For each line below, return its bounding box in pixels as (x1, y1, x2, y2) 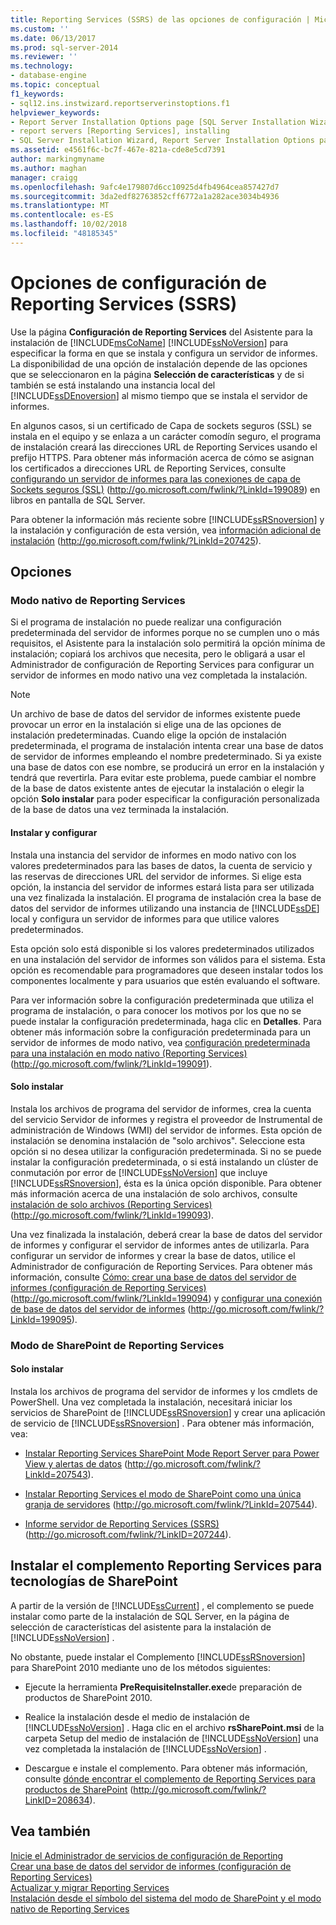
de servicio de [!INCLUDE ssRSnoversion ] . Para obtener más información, (10, 1417, 315, 1429)
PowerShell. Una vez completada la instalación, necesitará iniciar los (10, 1396, 293, 1408)
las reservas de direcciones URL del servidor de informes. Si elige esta (10, 870, 302, 882)
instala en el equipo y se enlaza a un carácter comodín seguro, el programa (10, 430, 322, 442)
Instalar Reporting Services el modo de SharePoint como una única (24, 1487, 302, 1500)
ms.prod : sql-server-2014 (10, 42, 118, 53)
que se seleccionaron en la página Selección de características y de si (10, 368, 305, 380)
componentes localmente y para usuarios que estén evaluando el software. (10, 974, 321, 986)
